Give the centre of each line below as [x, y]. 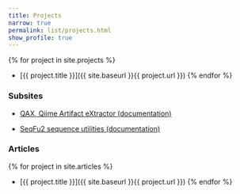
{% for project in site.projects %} [62, 60]
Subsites [26, 96]
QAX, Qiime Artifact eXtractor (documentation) [95, 113]
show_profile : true [40, 38]
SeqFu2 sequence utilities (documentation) [90, 128]
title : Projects [35, 15]
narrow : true [30, 23]
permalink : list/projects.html [60, 30]
